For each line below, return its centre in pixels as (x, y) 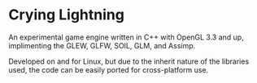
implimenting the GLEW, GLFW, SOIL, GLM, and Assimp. (102, 45)
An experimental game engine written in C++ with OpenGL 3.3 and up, (126, 37)
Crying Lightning (66, 15)
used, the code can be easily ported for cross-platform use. (109, 69)
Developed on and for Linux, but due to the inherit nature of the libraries (129, 61)
